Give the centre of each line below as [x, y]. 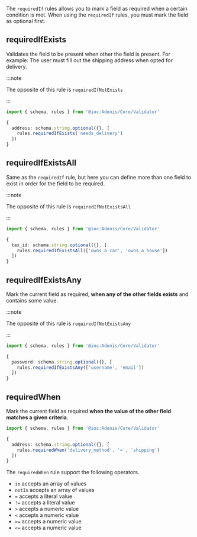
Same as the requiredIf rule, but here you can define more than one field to [98, 177]
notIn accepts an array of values [54, 490]
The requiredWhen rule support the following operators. [73, 472]
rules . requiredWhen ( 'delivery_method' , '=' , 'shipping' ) [88, 450]
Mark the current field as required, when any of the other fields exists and [97, 294]
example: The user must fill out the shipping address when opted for [89, 60]
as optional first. [26, 21]
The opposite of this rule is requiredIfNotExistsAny [69, 323]
